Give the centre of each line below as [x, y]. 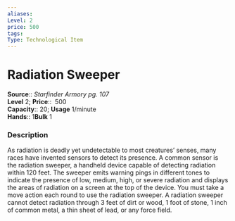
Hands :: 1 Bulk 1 [30, 117]
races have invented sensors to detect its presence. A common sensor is [113, 158]
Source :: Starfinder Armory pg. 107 [58, 94]
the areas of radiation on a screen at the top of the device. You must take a [116, 188]
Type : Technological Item [45, 40]
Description [28, 134]
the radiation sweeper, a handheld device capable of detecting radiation [112, 165]
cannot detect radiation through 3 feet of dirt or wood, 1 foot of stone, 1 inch [117, 203]
